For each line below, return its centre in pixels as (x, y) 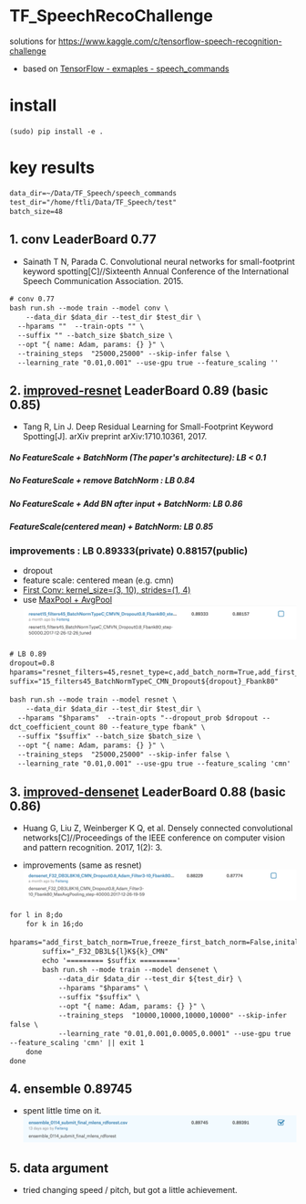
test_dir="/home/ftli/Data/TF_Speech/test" (93, 202)
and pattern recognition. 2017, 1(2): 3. (92, 848)
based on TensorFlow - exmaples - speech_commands (126, 69)
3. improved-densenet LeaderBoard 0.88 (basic (148, 792)
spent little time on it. (62, 1111)
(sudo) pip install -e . (56, 132)
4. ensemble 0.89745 (71, 1089)
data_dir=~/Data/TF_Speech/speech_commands (93, 193)
